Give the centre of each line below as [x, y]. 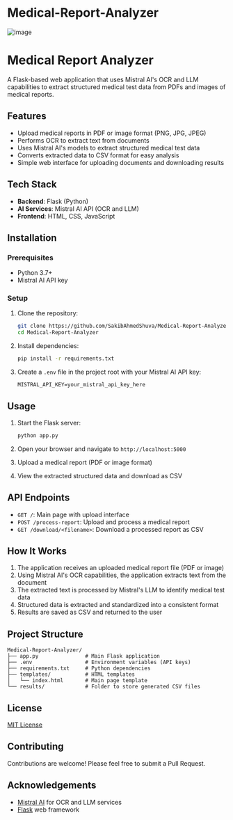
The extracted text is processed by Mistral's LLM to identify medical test [121, 590]
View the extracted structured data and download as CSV [100, 475]
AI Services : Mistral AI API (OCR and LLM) [78, 208]
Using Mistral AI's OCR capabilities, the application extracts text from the [122, 575]
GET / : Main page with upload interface [73, 514]
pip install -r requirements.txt [66, 359]
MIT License [25, 725]
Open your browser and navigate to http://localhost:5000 [102, 449]
